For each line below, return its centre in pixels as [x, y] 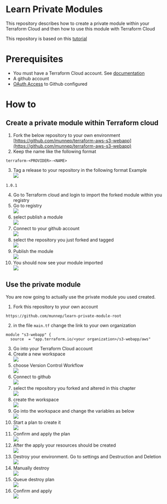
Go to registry [27, 205]
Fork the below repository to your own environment [67, 135]
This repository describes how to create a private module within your [78, 23]
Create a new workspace [39, 354]
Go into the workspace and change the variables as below [74, 411]
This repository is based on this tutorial [47, 39]
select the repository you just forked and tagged [63, 240]
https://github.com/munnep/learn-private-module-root [64, 316]
